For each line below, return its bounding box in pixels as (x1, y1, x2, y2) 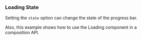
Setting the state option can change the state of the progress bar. (5, 15, 138, 21)
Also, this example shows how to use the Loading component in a (5, 24, 137, 30)
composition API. (5, 30, 40, 36)
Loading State (5, 4, 39, 11)
